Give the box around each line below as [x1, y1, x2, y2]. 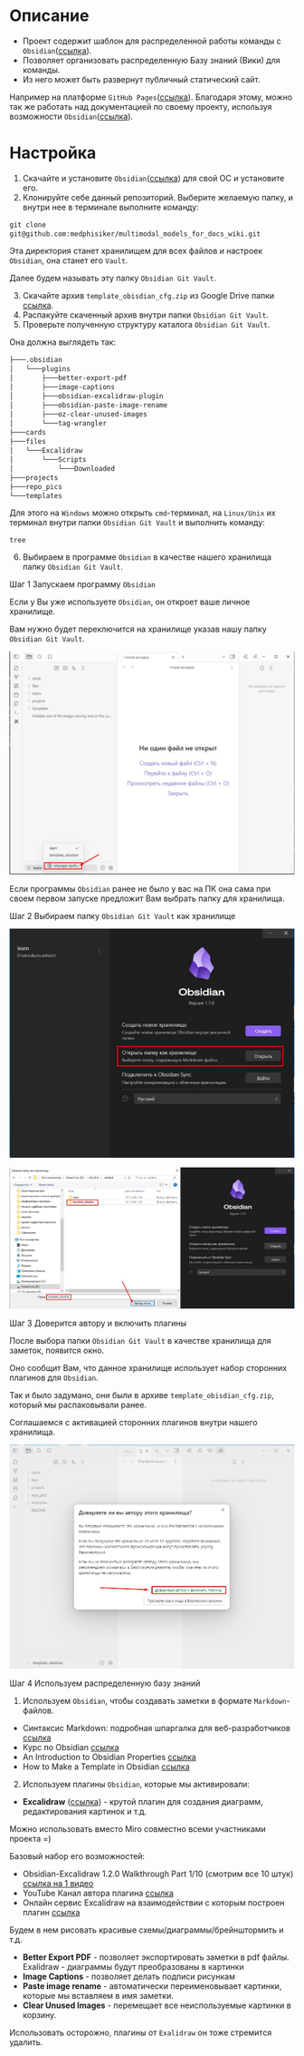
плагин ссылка [22, 1906, 81, 1917]
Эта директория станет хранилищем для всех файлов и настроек [9, 245, 263, 256]
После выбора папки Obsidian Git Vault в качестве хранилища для [9, 1336, 271, 1346]
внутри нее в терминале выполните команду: [22, 201, 199, 212]
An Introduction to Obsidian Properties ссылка [22, 1751, 196, 1762]
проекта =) [9, 1833, 52, 1844]
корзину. [22, 2009, 57, 2020]
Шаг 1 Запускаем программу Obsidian [9, 578, 156, 590]
